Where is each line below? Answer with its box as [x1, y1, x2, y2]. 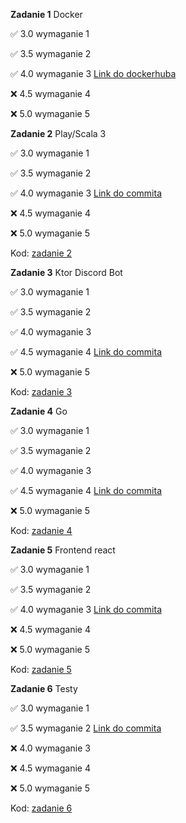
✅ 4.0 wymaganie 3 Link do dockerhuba [10, 68, 177, 79]
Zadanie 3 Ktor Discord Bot [10, 267, 123, 278]
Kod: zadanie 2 [10, 247, 73, 259]
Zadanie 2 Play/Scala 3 [10, 128, 107, 139]
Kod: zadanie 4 [10, 525, 73, 536]
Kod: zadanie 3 [10, 386, 73, 398]
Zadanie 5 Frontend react [10, 544, 116, 556]
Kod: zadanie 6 [10, 802, 73, 814]
